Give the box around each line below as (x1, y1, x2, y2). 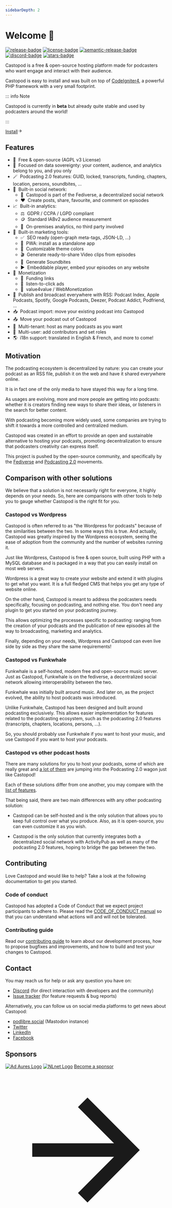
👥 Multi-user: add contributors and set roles (12, 329, 106, 335)
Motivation (5, 352, 41, 360)
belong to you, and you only (12, 168, 72, 174)
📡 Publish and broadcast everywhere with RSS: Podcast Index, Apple (12, 291, 160, 298)
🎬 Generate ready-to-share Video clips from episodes (20, 251, 136, 258)
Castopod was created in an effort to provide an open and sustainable (5, 432, 153, 438)
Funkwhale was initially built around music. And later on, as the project (5, 689, 154, 695)
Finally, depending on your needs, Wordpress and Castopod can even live (5, 638, 161, 644)
